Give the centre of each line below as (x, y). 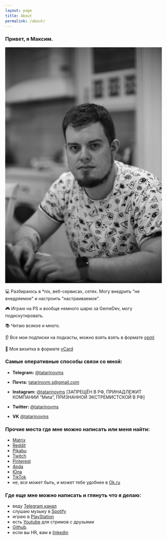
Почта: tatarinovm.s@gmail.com (46, 382)
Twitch (19, 456)
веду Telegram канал (35, 506)
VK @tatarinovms (30, 416)
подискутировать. (24, 316)
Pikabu (19, 451)
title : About (19, 16)
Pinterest (22, 461)
